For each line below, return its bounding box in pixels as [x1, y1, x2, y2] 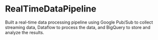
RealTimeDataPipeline [5, 3, 96, 14]
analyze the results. [5, 29, 45, 35]
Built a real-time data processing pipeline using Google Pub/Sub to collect [5, 19, 153, 25]
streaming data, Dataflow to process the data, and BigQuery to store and [5, 24, 151, 30]
